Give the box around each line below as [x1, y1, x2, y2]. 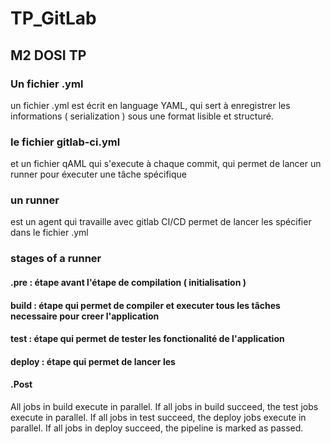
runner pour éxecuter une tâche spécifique [10, 168, 187, 181]
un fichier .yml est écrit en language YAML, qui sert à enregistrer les [10, 99, 291, 111]
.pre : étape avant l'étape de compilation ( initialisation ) [10, 276, 247, 288]
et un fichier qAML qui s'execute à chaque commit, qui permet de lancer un [10, 158, 322, 170]
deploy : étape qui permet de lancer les [10, 355, 176, 367]
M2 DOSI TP [10, 47, 87, 64]
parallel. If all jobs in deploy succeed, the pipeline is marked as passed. [10, 422, 304, 434]
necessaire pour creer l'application [10, 310, 160, 322]
